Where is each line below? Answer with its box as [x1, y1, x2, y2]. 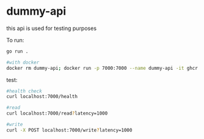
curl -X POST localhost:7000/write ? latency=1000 [6, 127, 133, 133]
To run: [6, 36, 24, 43]
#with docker [6, 59, 40, 66]
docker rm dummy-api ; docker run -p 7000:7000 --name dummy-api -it [6, 65, 184, 71]
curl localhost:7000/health [6, 94, 78, 100]
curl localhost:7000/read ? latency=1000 [6, 110, 108, 117]
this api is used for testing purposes [6, 24, 97, 32]
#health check [6, 88, 43, 94]
